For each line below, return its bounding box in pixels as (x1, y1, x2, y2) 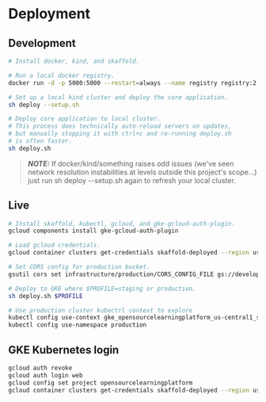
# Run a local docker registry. (8, 71, 115, 79)
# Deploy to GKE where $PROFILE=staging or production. (8, 285, 196, 293)
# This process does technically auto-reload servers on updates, (8, 122, 232, 131)
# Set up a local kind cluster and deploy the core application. (8, 93, 228, 101)
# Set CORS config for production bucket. (8, 263, 150, 271)
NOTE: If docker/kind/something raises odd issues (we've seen (27, 159, 234, 168)
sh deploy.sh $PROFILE (8, 292, 83, 300)
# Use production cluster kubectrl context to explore (8, 306, 193, 314)
